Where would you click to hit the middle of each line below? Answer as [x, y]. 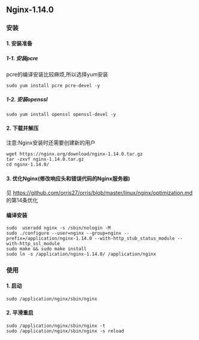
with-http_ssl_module [33, 244]
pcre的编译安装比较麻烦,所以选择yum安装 [57, 74]
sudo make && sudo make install [46, 249]
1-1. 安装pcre [22, 58]
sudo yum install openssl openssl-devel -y [61, 114]
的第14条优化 [22, 200]
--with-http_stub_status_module [135, 238]
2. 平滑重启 [20, 313]
